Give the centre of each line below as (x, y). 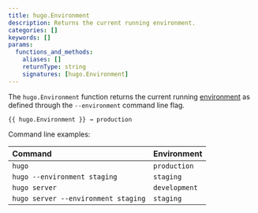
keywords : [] (30, 37)
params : (21, 45)
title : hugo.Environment (49, 15)
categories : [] (33, 30)
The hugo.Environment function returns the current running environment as (129, 96)
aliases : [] (42, 60)
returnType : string (54, 67)
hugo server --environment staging (79, 198)
